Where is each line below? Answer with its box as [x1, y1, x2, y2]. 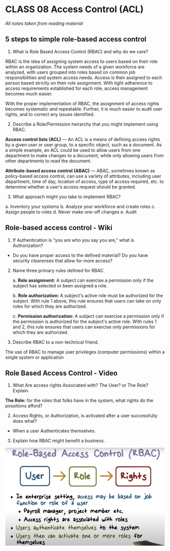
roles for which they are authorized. [12, 303, 87, 309]
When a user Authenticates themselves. [12, 428, 96, 434]
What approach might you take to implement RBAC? [12, 194, 121, 200]
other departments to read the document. [5, 158, 92, 164]
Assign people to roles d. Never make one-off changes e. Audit [5, 209, 137, 215]
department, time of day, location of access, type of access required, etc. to [5, 178, 164, 185]
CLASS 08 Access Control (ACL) [5, 4, 144, 15]
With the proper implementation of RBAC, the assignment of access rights [5, 100, 159, 106]
